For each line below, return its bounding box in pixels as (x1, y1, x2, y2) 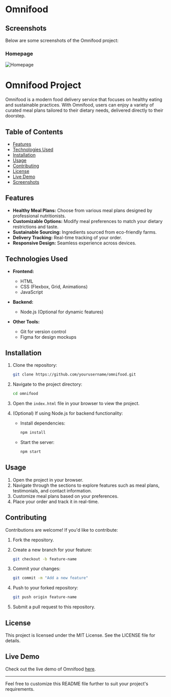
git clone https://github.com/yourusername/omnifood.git (12, 372, 136, 377)
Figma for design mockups (20, 334, 77, 340)
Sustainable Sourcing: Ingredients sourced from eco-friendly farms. (12, 229, 157, 235)
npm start (20, 449, 42, 455)
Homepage (5, 50, 33, 57)
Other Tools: (12, 318, 40, 325)
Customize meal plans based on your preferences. (12, 493, 119, 499)
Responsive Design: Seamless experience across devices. (12, 240, 136, 246)
